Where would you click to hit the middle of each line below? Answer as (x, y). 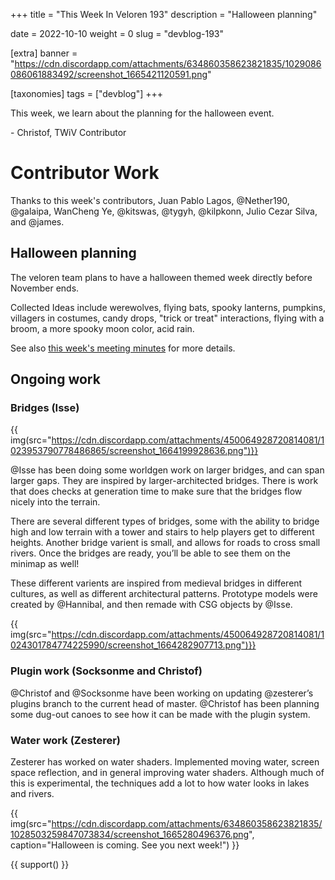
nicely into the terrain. (55, 502)
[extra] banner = (44, 53)
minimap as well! (45, 564)
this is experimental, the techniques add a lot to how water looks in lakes (160, 783)
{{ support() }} (40, 865)
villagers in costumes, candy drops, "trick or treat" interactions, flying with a (167, 318)
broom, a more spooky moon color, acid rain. (102, 328)
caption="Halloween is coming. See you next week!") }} (125, 845)
